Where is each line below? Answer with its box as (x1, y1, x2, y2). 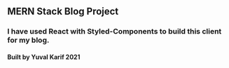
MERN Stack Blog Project (7, 6, 119, 18)
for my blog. (7, 35, 50, 45)
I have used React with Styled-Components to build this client (7, 27, 222, 36)
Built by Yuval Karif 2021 (7, 53, 81, 61)
